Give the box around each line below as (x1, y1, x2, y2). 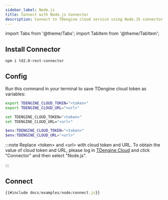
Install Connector (5, 45, 61, 53)
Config (5, 72, 27, 81)
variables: (5, 91, 26, 97)
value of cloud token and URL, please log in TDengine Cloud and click (5, 147, 150, 153)
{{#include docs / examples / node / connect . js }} (5, 190, 100, 195)
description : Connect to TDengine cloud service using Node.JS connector (5, 17, 163, 22)
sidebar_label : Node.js (5, 7, 55, 13)
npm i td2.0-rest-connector (5, 58, 64, 63)
